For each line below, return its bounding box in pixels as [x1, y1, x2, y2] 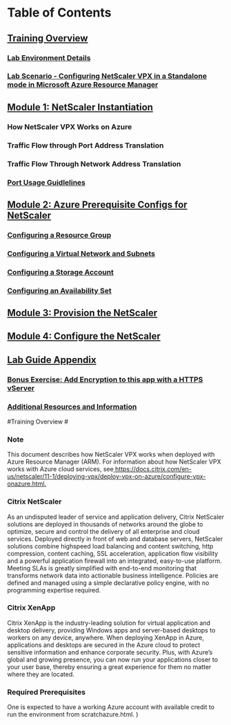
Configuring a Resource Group [7, 230, 112, 239]
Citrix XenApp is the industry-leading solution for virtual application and [7, 619, 210, 627]
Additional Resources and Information [7, 401, 137, 411]
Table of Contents [7, 5, 112, 21]
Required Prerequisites [7, 687, 86, 697]
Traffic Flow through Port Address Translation [7, 140, 164, 150]
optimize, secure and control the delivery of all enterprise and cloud [7, 527, 200, 535]
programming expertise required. [7, 586, 101, 594]
